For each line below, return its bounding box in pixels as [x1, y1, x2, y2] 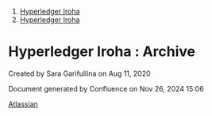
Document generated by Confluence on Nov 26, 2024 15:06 [8, 84, 204, 93]
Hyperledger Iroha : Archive [8, 43, 196, 61]
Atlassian [8, 99, 38, 109]
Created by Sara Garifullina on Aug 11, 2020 [8, 69, 151, 78]
